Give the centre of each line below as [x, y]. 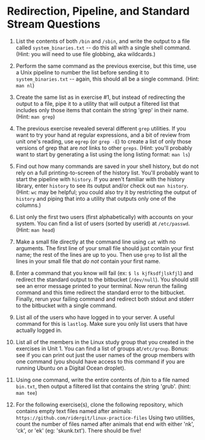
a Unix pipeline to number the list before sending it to [82, 72]
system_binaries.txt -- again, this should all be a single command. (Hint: [107, 79]
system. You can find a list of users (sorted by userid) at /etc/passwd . [103, 223]
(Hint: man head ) [35, 229]
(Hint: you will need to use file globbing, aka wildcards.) [86, 54]
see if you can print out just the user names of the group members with [105, 355]
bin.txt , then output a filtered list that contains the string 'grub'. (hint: [103, 386]
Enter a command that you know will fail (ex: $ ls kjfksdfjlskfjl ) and [104, 273]
